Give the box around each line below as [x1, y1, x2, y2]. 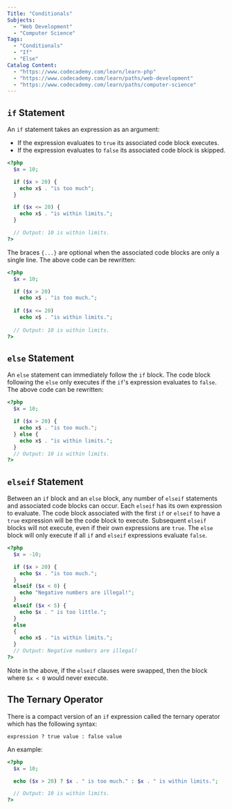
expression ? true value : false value [7, 733, 123, 740]
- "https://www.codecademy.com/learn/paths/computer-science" [13, 81, 197, 88]
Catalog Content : [7, 62, 57, 69]
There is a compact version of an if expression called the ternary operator [7, 712, 220, 720]
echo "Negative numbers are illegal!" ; [19, 589, 135, 597]
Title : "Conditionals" [7, 10, 73, 17]
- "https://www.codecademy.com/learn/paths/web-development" [13, 74, 194, 82]
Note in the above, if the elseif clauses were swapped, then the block [7, 666, 208, 674]
